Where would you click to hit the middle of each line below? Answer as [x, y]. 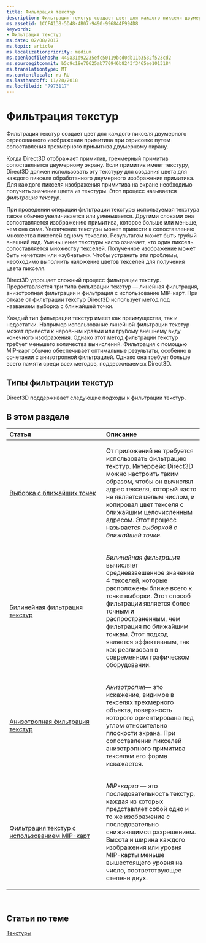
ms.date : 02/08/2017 [33, 40]
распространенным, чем [143, 618]
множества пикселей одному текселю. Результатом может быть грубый [102, 235]
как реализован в [132, 649]
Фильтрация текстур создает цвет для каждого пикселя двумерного [97, 133]
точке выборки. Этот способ [149, 596]
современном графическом [148, 657]
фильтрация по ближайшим [147, 626]
